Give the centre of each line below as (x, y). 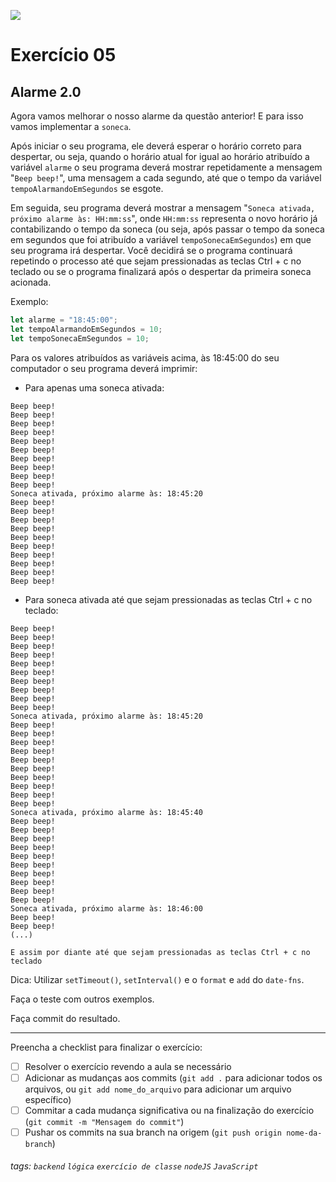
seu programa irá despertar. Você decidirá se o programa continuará (151, 250)
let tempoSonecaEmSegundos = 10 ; (80, 338)
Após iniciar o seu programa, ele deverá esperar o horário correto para (156, 146)
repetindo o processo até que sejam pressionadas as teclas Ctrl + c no (156, 261)
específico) (48, 1099)
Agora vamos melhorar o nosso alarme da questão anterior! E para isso (157, 116)
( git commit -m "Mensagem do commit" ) (104, 1121)
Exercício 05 (63, 55)
